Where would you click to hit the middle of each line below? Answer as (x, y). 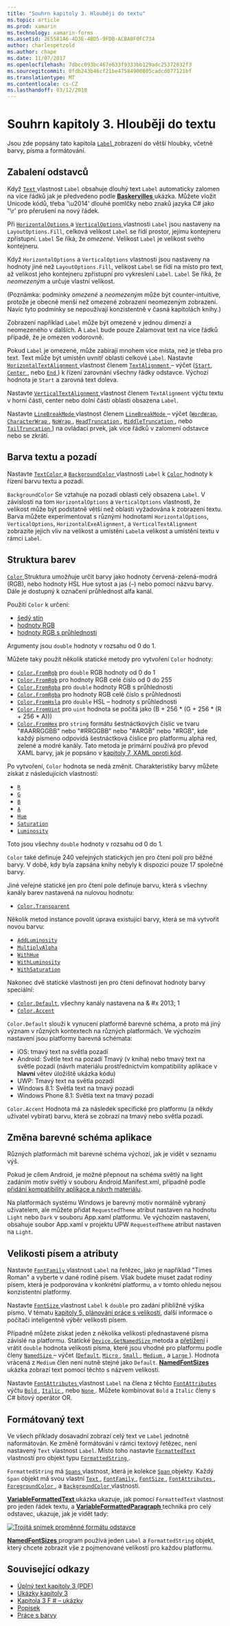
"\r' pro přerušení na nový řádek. (54, 210)
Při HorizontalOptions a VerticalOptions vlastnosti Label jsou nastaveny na (114, 224)
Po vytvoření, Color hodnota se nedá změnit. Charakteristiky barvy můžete (113, 766)
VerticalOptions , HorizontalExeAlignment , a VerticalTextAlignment (102, 523)
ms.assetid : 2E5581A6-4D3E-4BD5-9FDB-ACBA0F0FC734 (81, 39)
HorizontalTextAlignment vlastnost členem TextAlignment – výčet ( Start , (110, 365)
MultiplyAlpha (37, 947)
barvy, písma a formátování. (47, 151)
